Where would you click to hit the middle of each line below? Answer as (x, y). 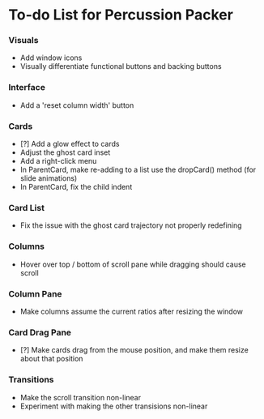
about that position (51, 359)
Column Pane (35, 293)
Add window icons (51, 58)
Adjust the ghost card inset (65, 152)
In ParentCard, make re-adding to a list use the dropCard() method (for (138, 170)
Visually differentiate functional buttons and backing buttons (121, 66)
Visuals (23, 41)
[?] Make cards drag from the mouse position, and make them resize (134, 350)
